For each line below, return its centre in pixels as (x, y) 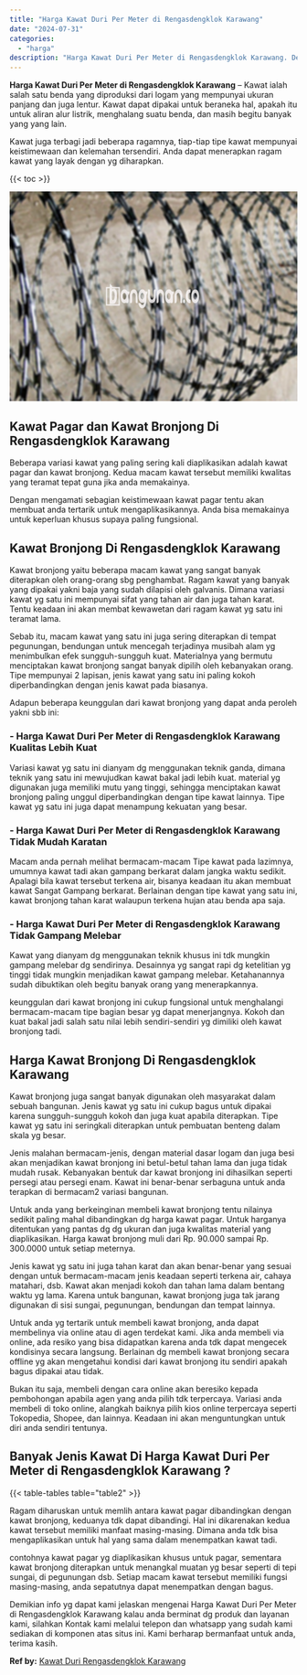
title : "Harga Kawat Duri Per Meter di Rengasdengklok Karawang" (136, 19)
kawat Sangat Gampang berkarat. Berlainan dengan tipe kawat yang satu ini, (153, 891)
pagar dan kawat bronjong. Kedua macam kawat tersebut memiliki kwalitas (150, 473)
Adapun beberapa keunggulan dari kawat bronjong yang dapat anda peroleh (153, 703)
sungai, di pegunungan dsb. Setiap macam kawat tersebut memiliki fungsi (148, 1576)
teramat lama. (35, 619)
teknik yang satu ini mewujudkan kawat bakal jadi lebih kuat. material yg (145, 777)
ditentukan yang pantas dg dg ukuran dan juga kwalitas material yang (140, 1229)
